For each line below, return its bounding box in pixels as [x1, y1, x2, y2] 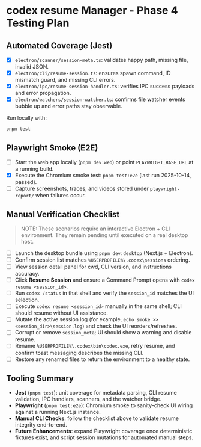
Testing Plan [6, 16, 70, 30]
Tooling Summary [6, 373, 74, 383]
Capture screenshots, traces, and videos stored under [14, 185, 149, 193]
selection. [14, 296, 40, 304]
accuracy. [14, 270, 40, 277]
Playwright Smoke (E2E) [6, 143, 98, 153]
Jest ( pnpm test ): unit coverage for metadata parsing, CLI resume [14, 389, 177, 396]
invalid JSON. [14, 63, 49, 70]
